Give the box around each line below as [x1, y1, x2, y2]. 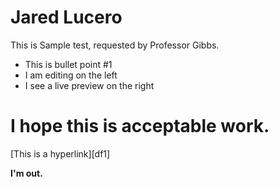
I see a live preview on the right [24, 79, 155, 91]
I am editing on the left [24, 69, 118, 81]
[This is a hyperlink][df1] [10, 147, 111, 160]
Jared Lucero [10, 6, 123, 29]
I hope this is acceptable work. [10, 115, 270, 138]
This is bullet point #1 [24, 58, 113, 70]
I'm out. [10, 167, 43, 179]
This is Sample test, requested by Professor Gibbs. [10, 39, 220, 51]
